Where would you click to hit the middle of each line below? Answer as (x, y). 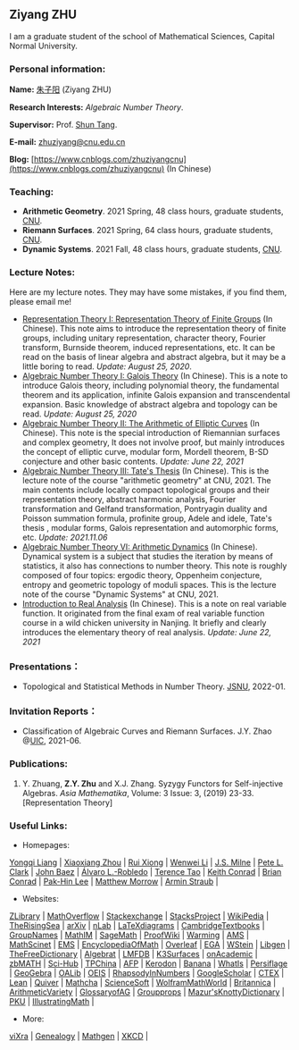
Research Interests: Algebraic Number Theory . (96, 107)
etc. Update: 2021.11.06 (65, 537)
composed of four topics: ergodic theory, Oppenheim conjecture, (142, 575)
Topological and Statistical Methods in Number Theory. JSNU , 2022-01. (154, 686)
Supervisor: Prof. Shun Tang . (63, 125)
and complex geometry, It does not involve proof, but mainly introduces (154, 442)
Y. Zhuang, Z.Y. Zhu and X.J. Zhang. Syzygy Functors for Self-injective (153, 783)
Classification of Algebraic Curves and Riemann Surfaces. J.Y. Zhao (147, 731)
